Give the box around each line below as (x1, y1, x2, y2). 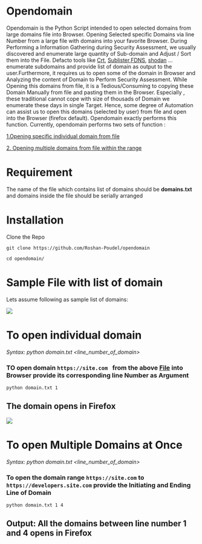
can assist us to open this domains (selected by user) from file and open (6, 108, 187, 115)
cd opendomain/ (6, 256, 45, 262)
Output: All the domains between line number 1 (6, 519, 187, 529)
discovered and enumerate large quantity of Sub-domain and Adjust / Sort (6, 50, 192, 57)
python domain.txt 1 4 (6, 502, 64, 508)
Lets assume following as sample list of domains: (6, 296, 129, 303)
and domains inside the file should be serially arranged (6, 192, 143, 199)
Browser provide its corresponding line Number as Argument (6, 371, 189, 379)
